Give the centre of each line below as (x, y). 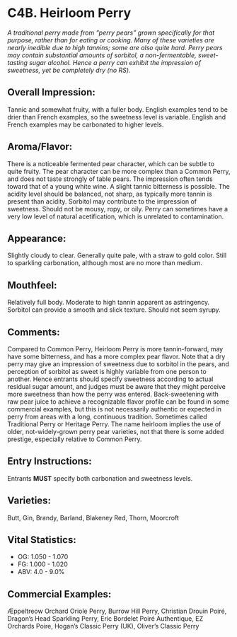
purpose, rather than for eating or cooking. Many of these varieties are (111, 40)
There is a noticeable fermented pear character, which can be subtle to (111, 163)
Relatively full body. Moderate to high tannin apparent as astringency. (109, 303)
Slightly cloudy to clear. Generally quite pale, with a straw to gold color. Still (117, 255)
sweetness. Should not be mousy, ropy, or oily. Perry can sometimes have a (118, 209)
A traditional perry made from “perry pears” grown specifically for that (111, 33)
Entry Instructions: (50, 461)
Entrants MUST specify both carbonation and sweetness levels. (100, 478)
